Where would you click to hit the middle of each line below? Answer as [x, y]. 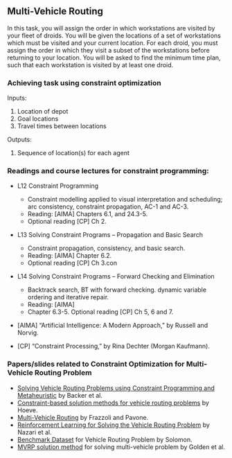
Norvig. [28, 333]
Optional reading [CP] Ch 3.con [72, 263]
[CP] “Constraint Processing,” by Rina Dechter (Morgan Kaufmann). [113, 346]
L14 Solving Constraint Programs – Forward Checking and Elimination [116, 276]
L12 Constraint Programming [58, 186]
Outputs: [20, 140]
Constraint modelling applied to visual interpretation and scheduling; [125, 200]
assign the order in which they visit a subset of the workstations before [108, 50]
